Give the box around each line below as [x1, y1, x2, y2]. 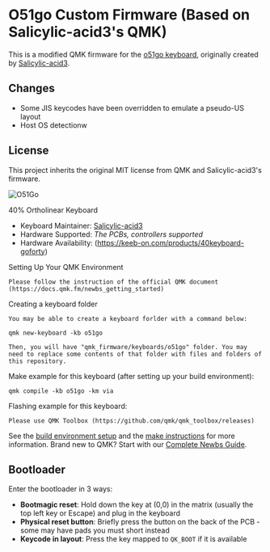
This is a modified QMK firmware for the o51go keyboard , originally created [8, 49, 259, 59]
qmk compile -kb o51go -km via [8, 386, 114, 395]
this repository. [8, 357, 67, 365]
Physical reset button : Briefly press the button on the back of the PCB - [19, 517, 260, 527]
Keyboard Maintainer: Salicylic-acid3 [19, 221, 143, 230]
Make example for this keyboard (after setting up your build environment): [8, 371, 255, 381]
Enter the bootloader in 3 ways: [8, 484, 113, 494]
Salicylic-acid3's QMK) [8, 23, 167, 41]
